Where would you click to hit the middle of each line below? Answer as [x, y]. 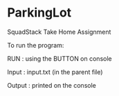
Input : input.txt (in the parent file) [55, 72]
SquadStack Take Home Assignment [59, 32]
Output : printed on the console [52, 85]
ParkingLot [39, 13]
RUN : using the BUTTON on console [59, 58]
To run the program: [36, 45]
